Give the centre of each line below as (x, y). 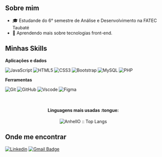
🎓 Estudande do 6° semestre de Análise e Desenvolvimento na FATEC (84, 20)
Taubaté (21, 27)
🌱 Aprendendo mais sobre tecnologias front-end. (62, 33)
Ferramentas (19, 79)
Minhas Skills (26, 48)
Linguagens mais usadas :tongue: (83, 110)
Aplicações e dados (26, 60)
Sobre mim (22, 8)
